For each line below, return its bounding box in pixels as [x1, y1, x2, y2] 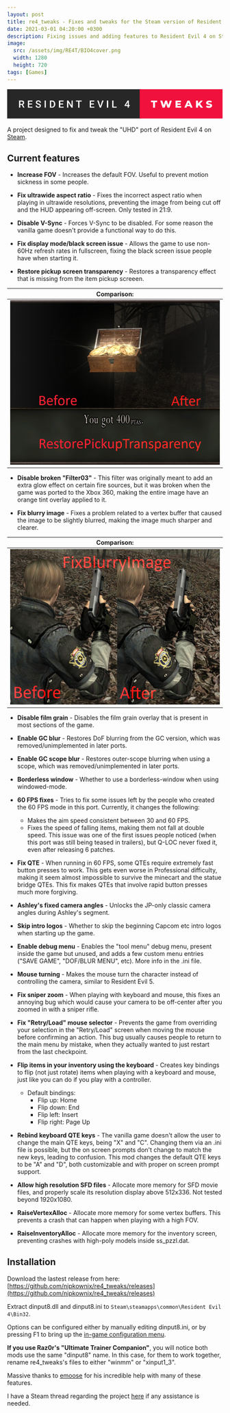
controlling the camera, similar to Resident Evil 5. [16, 977, 155, 985]
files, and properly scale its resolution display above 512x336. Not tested [16, 1188, 222, 1196]
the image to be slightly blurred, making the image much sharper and [16, 516, 212, 524]
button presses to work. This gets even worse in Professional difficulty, [16, 865, 218, 874]
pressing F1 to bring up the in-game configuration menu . [7, 1330, 166, 1338]
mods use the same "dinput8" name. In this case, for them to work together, [7, 1351, 221, 1359]
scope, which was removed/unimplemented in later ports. [16, 761, 180, 770]
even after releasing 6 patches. [27, 845, 115, 853]
